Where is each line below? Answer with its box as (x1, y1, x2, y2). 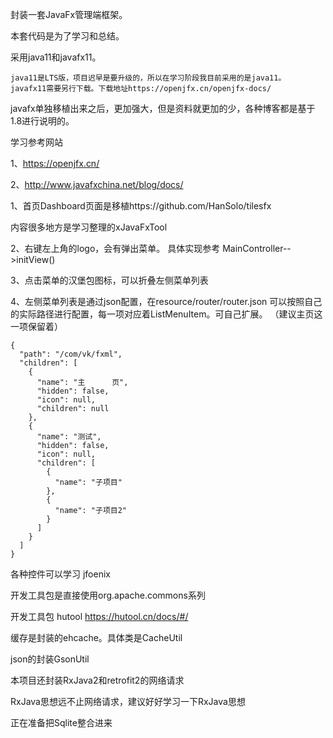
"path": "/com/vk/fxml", (19, 349, 123, 359)
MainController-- (222, 243, 292, 254)
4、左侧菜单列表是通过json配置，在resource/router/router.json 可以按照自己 (10, 296, 323, 307)
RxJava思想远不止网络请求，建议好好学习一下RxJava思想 (10, 696, 246, 707)
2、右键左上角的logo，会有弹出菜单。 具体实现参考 (10, 243, 221, 254)
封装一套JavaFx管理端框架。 (10, 9, 128, 20)
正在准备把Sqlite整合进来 (10, 717, 113, 728)
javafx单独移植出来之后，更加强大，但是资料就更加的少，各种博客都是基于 (10, 103, 316, 114)
